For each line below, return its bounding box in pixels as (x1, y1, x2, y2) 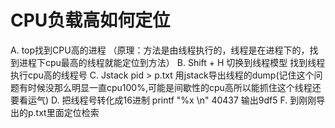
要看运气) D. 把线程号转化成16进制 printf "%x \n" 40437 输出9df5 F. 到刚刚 (10, 94, 317, 106)
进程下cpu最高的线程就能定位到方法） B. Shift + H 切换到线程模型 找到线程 (18, 56, 326, 68)
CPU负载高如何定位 (10, 9, 171, 32)
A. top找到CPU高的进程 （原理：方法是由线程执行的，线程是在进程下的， (10, 44, 310, 56)
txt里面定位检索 (35, 106, 100, 118)
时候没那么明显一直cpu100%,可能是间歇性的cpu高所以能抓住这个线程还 (27, 81, 322, 93)
